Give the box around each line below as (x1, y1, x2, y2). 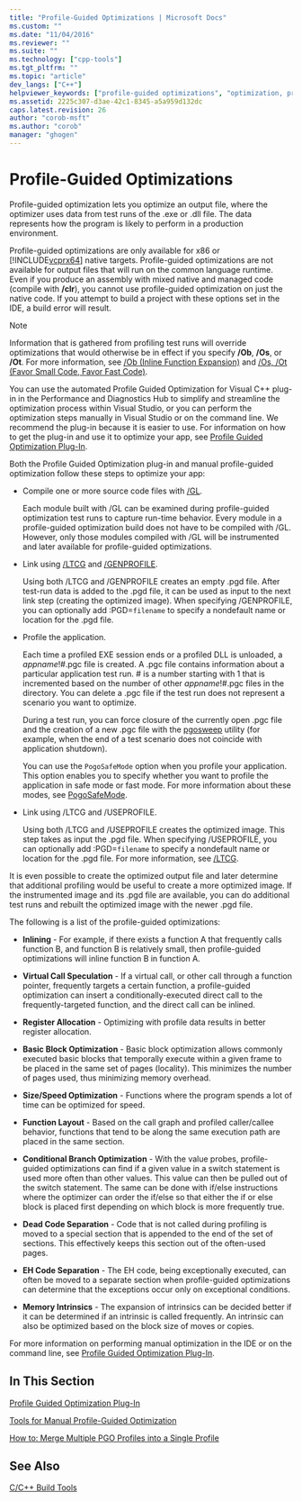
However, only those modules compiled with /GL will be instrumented (22, 531, 280, 542)
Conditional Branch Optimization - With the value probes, (22, 1153, 239, 1164)
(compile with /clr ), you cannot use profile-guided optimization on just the (9, 283, 283, 294)
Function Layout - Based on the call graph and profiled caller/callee (22, 1117, 274, 1127)
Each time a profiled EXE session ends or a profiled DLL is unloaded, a (22, 649, 283, 660)
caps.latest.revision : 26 (9, 105, 106, 114)
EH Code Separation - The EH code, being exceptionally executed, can (22, 1264, 287, 1275)
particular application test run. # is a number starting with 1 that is (22, 668, 265, 679)
